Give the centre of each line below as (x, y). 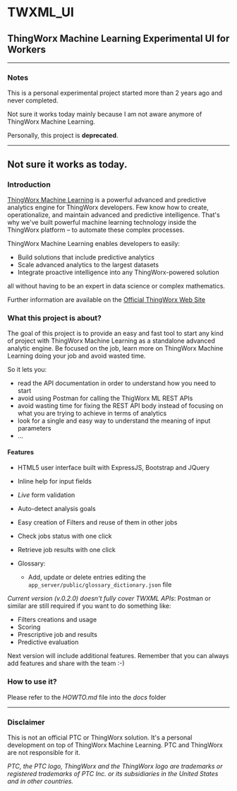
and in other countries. (41, 781)
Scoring (29, 627)
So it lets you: (27, 370)
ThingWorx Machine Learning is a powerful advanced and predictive (107, 199)
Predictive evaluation (48, 642)
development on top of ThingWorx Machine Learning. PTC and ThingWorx (115, 745)
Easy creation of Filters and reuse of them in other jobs (97, 522)
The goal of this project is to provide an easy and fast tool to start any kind (115, 334)
